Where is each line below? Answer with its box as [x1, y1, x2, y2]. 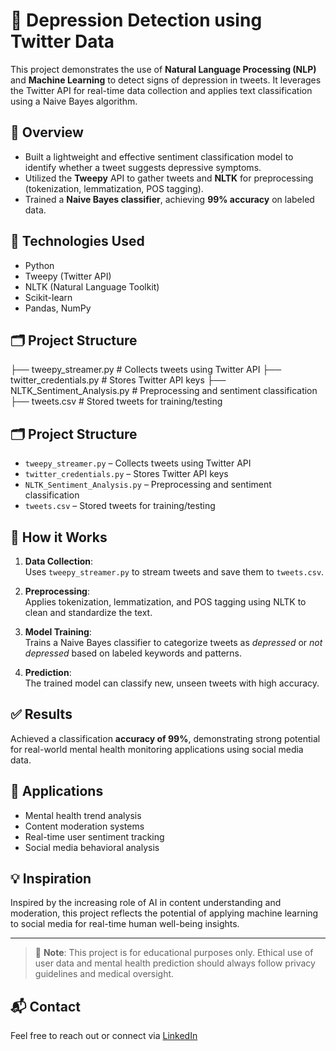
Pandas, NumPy [24, 302, 92, 314]
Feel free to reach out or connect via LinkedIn [10, 1030, 198, 1042]
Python [24, 259, 55, 271]
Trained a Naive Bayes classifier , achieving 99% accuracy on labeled [24, 193, 315, 205]
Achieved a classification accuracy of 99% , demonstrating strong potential [10, 732, 321, 744]
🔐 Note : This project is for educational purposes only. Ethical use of [34, 947, 314, 959]
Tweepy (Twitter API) [24, 270, 112, 282]
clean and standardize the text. [24, 607, 153, 618]
